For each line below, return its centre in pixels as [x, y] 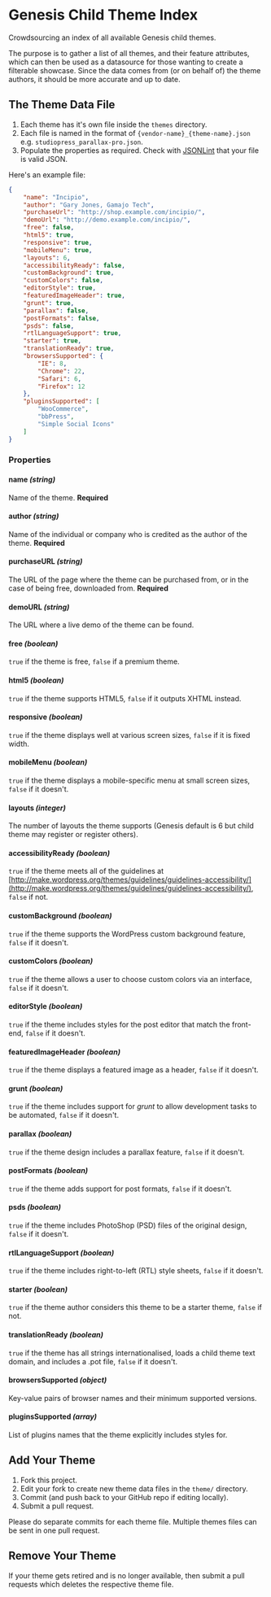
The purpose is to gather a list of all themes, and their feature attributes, [129, 53]
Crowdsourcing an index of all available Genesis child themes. [112, 37]
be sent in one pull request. [54, 1530]
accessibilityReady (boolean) [59, 853]
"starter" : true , [52, 341]
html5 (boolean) [36, 680]
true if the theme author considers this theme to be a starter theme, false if [135, 1307]
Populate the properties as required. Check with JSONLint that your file [139, 150]
